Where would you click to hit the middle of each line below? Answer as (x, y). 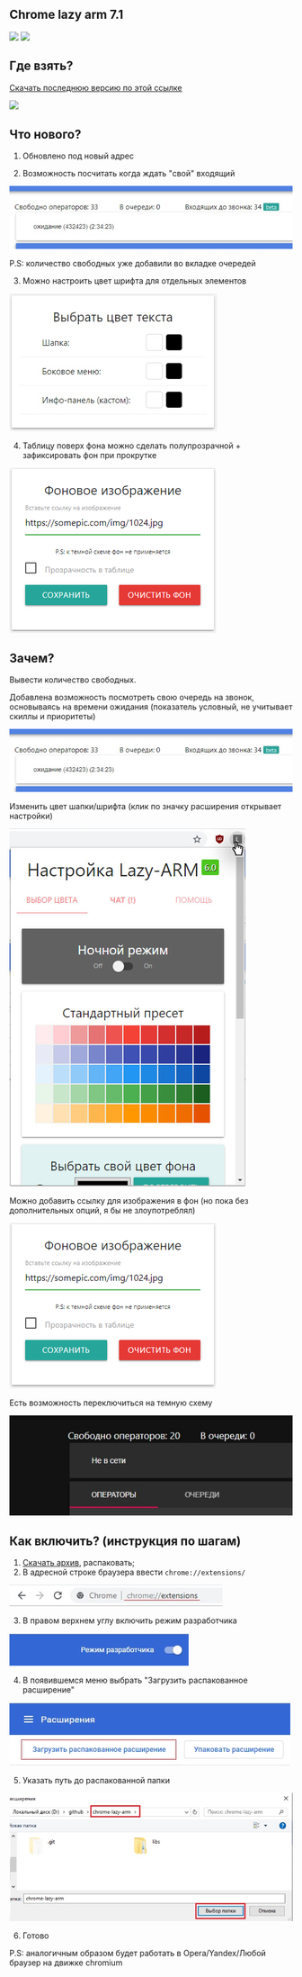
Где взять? (41, 66)
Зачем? (32, 659)
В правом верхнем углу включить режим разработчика (130, 1620)
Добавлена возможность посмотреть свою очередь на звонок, (132, 698)
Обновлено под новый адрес (78, 156)
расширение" (48, 1690)
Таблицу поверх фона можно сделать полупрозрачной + (131, 446)
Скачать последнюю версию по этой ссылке (96, 87)
